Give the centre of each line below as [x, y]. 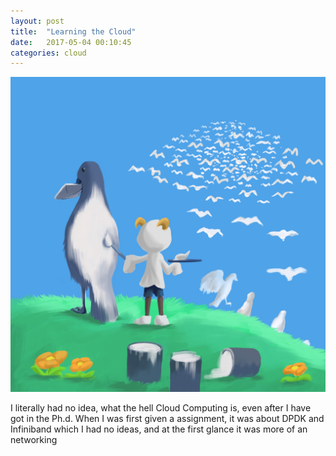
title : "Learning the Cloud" [73, 31]
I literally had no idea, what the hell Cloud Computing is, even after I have [161, 408]
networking [34, 440]
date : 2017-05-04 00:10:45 [71, 42]
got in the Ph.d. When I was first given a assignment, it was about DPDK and [167, 419]
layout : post [37, 21]
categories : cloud [48, 53]
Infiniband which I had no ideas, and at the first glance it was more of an [159, 429]
